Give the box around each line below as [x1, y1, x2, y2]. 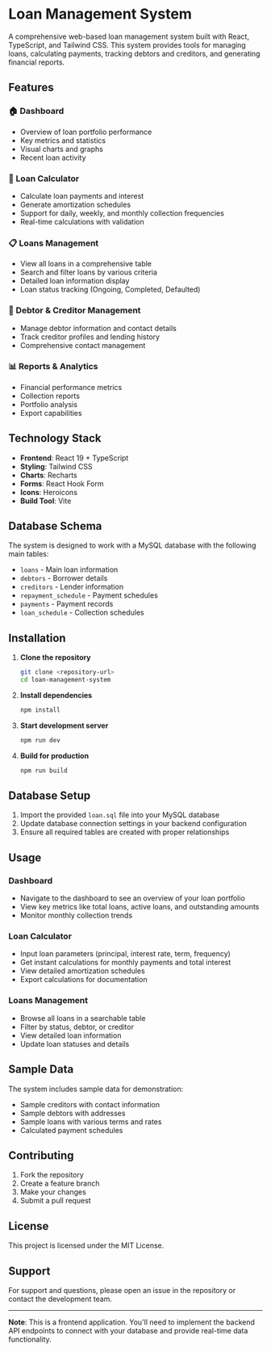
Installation [8, 631, 66, 645]
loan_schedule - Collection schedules [19, 607, 144, 618]
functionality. [8, 1334, 52, 1344]
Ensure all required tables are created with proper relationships [19, 827, 230, 837]
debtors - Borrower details [19, 573, 108, 583]
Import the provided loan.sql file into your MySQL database [19, 810, 220, 820]
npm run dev [19, 736, 60, 744]
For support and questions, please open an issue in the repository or [8, 1285, 236, 1295]
